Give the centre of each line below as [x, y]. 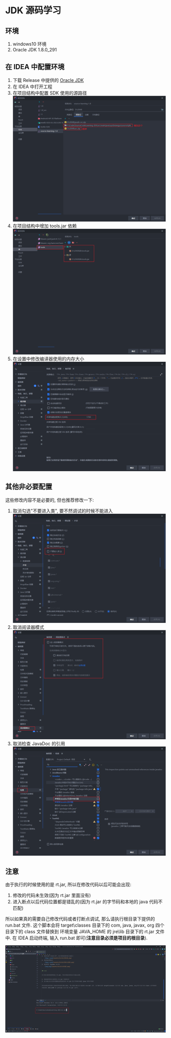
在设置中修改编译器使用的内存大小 [48, 359]
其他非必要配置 [29, 487]
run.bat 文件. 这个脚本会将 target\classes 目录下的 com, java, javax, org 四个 [85, 925]
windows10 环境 [30, 44]
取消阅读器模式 [28, 627]
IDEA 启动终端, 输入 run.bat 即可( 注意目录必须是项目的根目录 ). [82, 938]
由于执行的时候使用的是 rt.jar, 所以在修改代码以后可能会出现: [68, 885]
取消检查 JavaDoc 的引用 [39, 744]
